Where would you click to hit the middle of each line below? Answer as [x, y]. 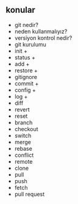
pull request [30, 194]
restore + [26, 70]
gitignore [26, 77]
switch [23, 135]
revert [22, 109]
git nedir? [27, 25]
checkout [26, 129]
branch [23, 123]
